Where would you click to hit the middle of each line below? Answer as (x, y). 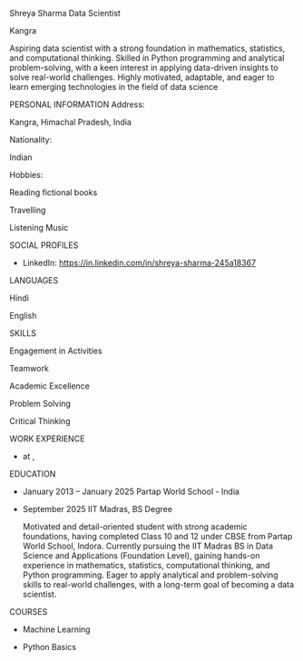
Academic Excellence (50, 386)
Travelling (28, 210)
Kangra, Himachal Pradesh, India (70, 122)
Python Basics (49, 647)
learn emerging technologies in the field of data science (114, 87)
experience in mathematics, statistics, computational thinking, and (146, 565)
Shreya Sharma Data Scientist (65, 13)
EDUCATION (33, 474)
